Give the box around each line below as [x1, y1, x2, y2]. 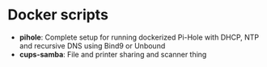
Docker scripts [7, 6, 108, 24]
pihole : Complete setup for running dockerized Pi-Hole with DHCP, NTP [19, 32, 260, 42]
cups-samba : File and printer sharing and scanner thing [19, 49, 207, 59]
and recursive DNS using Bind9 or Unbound [19, 40, 166, 50]
